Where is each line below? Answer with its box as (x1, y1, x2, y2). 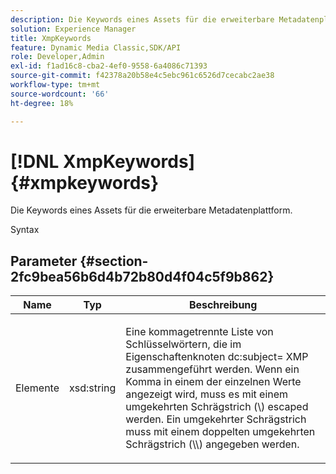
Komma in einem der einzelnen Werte (125, 375, 302, 389)
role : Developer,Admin (10, 52, 105, 62)
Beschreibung (188, 298, 258, 312)
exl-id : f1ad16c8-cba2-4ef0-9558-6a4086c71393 (10, 61, 208, 71)
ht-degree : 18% (10, 98, 74, 108)
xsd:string (69, 381, 117, 395)
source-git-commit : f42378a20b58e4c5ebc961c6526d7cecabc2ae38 (10, 71, 275, 81)
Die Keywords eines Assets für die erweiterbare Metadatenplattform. (10, 204, 293, 216)
